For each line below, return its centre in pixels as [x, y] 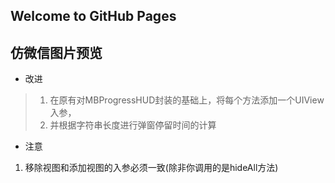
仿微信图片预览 [56, 52]
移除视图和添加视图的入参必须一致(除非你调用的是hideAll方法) [151, 168]
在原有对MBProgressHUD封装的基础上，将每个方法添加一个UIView [187, 100]
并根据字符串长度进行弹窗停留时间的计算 [133, 125]
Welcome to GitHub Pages [93, 16]
